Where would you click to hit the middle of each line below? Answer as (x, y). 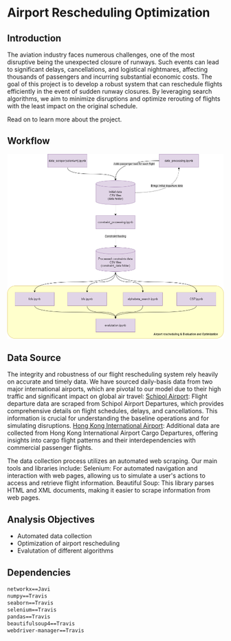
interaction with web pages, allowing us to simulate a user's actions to (107, 476)
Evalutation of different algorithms (65, 551)
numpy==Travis (27, 596)
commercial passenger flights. (50, 448)
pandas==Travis (29, 617)
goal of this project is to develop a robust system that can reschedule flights (115, 84)
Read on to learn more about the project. (65, 119)
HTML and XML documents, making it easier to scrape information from (109, 491)
